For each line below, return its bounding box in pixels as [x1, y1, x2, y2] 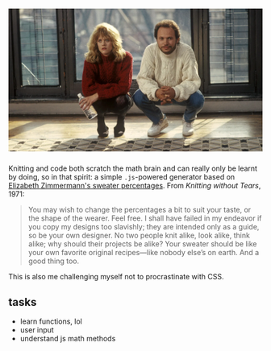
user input [19, 325, 54, 335]
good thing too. [27, 256, 79, 266]
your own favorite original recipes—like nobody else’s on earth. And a [27, 248, 260, 258]
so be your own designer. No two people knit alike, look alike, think [27, 230, 250, 241]
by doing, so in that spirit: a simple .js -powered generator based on [8, 172, 236, 182]
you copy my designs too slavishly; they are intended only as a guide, [27, 222, 260, 232]
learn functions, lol [19, 316, 82, 326]
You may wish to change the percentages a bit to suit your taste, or [27, 205, 252, 215]
